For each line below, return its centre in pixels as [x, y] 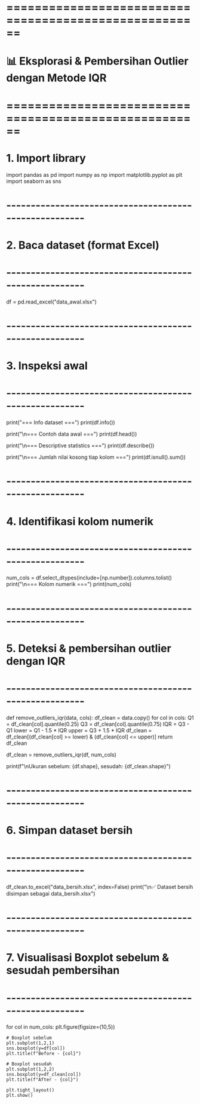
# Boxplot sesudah [29, 1064]
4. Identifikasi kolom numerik [80, 521]
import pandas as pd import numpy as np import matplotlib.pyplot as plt [94, 174]
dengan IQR [36, 661]
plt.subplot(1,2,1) [30, 1043]
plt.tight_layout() [30, 1090]
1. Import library [46, 158]
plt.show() [20, 1096]
